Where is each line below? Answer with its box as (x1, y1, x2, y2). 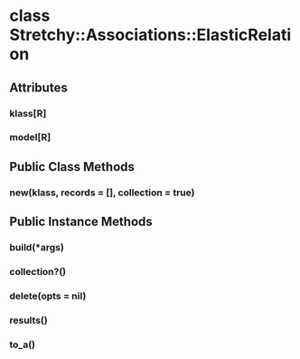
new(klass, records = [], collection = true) (9, 186, 196, 199)
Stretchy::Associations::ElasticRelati (9, 24, 292, 45)
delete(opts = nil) (9, 289, 87, 302)
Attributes (9, 80, 68, 95)
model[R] (9, 131, 52, 144)
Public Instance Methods (9, 214, 154, 230)
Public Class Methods (9, 159, 136, 175)
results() (9, 314, 48, 326)
